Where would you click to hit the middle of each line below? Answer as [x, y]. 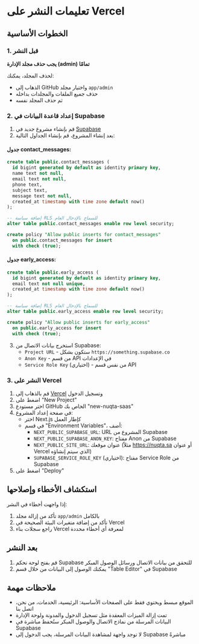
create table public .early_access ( [53, 272]
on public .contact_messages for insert [62, 240]
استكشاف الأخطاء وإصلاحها [52, 489]
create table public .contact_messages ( [58, 162]
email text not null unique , [49, 284]
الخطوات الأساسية [37, 34]
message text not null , [42, 196]
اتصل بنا [24, 609]
